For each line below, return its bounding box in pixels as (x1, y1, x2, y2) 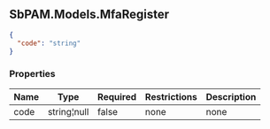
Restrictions (144, 90, 197, 102)
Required (96, 90, 137, 102)
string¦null (47, 105, 89, 118)
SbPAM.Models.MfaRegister (9, 7, 170, 22)
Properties (9, 68, 56, 80)
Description (205, 90, 257, 102)
